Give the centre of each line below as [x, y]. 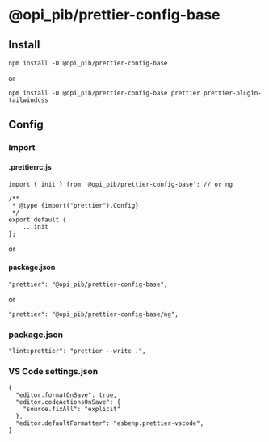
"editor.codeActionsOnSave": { [68, 402]
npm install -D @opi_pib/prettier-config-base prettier [104, 93]
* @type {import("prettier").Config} [75, 205]
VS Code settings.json [53, 371]
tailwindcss [28, 100]
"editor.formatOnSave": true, [66, 395]
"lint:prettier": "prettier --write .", [78, 351]
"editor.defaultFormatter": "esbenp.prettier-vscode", [110, 423]
